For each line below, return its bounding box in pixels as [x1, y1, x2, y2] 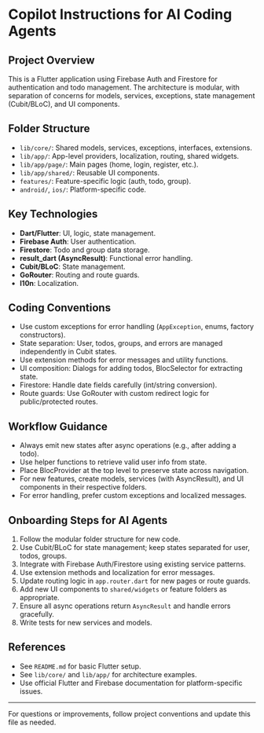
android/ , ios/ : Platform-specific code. [19, 185, 147, 194]
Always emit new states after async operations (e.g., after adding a [19, 441, 236, 450]
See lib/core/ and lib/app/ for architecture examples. [19, 669, 197, 679]
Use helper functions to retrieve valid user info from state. [19, 457, 207, 467]
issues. [19, 686, 43, 696]
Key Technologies [8, 207, 98, 221]
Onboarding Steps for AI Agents [8, 513, 167, 527]
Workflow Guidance [8, 420, 108, 433]
